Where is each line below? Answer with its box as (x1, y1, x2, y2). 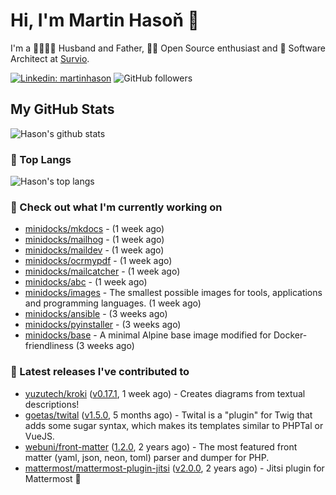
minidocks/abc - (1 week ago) (24, 276, 148, 288)
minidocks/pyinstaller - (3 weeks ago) (24, 319, 182, 331)
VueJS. (24, 430, 55, 442)
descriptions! (24, 398, 80, 410)
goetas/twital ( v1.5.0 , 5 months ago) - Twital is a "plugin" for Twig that (24, 409, 313, 421)
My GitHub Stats (10, 101, 115, 118)
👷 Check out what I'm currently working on (10, 200, 223, 214)
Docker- (273, 329, 308, 341)
